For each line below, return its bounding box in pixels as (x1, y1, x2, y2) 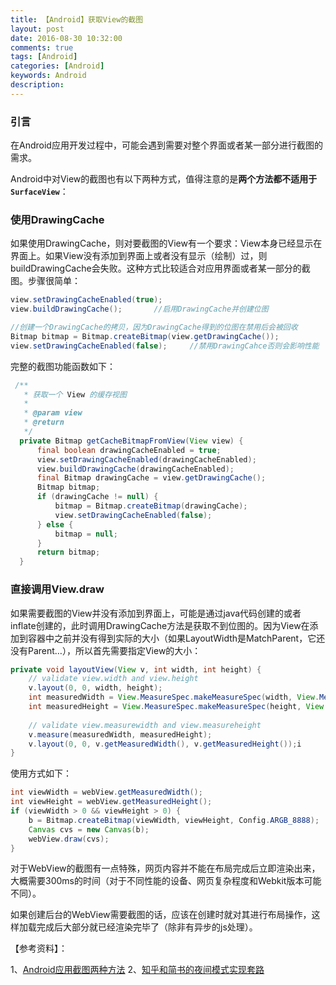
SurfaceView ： (10, 186, 69, 198)
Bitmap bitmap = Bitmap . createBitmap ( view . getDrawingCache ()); (10, 331, 280, 341)
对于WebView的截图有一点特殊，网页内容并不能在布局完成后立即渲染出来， (10, 862, 321, 875)
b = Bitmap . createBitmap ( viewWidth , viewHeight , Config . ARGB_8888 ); (28, 815, 320, 825)
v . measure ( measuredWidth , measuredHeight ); (28, 729, 213, 740)
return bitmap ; (36, 547, 101, 558)
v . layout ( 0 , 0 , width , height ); (28, 683, 163, 693)
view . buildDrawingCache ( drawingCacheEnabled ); (36, 464, 235, 474)
